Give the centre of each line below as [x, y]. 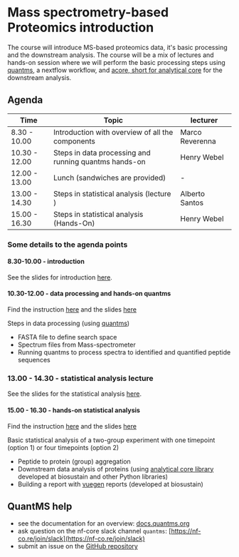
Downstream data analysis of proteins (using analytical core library [116, 469]
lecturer [204, 120]
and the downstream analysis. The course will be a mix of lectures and [111, 55]
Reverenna [198, 141]
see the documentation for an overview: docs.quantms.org [103, 523]
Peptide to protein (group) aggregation [74, 461]
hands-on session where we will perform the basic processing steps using [116, 62]
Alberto [192, 193]
